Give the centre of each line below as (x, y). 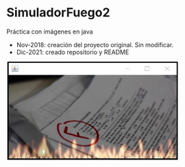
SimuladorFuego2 (58, 13)
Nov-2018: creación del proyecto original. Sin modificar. (95, 44)
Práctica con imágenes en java (50, 31)
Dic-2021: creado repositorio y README (73, 52)
